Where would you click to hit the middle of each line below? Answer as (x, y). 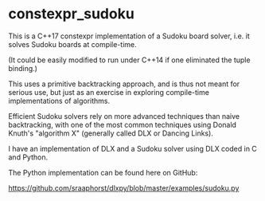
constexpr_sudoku (72, 14)
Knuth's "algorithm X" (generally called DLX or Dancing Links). (111, 133)
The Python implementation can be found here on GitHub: (103, 172)
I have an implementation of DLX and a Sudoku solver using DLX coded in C (132, 148)
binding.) (23, 68)
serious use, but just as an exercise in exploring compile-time (109, 92)
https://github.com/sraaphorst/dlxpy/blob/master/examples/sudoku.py (124, 187)
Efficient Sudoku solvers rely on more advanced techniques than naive (124, 116)
